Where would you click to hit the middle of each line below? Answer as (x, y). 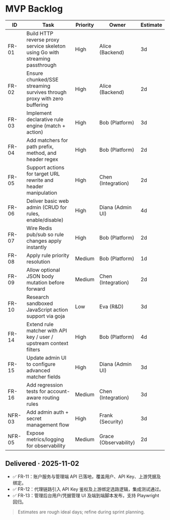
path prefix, (40, 146)
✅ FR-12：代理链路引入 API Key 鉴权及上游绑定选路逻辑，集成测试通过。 (88, 489)
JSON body (40, 276)
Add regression (45, 385)
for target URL (43, 174)
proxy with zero (45, 98)
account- (59, 391)
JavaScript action (47, 310)
